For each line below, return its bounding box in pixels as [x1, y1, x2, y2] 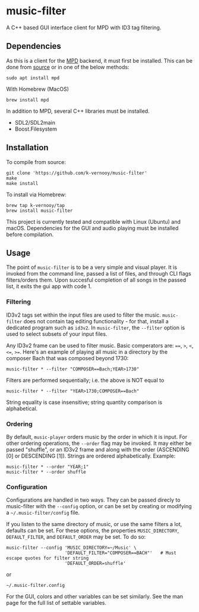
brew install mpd [6, 97, 49, 103]
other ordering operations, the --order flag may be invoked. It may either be [6, 440, 192, 447]
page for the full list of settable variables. [6, 599, 107, 607]
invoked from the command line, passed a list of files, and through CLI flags [6, 270, 191, 277]
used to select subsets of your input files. [6, 330, 108, 338]
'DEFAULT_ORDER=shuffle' [64, 561, 127, 567]
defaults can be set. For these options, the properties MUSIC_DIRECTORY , [6, 527, 179, 534]
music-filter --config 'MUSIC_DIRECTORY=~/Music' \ [6, 545, 137, 551]
